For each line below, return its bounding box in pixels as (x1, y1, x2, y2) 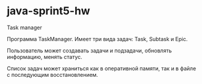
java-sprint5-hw (7, 4, 91, 18)
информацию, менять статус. (7, 53, 83, 60)
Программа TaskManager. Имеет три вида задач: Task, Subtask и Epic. (7, 35, 188, 42)
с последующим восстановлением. (7, 71, 99, 78)
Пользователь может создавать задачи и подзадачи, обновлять (7, 46, 172, 54)
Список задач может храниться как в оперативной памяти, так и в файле (7, 64, 197, 72)
